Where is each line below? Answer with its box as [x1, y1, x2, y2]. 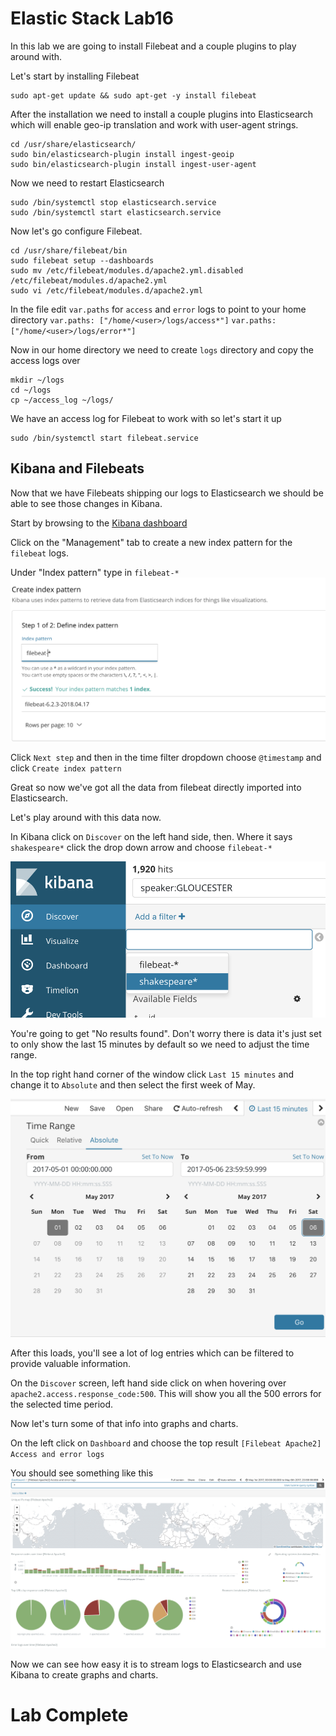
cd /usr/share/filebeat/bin [10, 245, 128, 256]
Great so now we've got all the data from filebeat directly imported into [10, 782, 302, 794]
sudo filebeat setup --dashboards [10, 255, 155, 266]
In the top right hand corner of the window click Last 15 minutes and [10, 1068, 295, 1080]
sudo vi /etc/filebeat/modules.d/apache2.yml [10, 285, 203, 296]
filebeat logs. [10, 547, 70, 559]
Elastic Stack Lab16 [10, 7, 174, 30]
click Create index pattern [10, 762, 122, 774]
